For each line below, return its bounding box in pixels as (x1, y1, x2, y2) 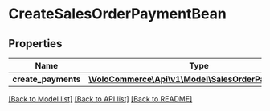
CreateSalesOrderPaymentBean (8, 5, 227, 23)
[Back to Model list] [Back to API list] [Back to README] (8, 94, 193, 104)
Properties (8, 37, 63, 50)
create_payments (12, 73, 81, 85)
